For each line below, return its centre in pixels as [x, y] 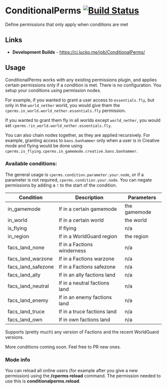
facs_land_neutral [28, 286]
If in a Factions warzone [87, 259]
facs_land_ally [24, 275]
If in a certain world [81, 220]
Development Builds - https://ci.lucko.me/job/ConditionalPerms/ [79, 52]
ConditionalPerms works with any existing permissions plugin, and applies [81, 80]
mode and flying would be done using [44, 146]
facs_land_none [26, 247]
